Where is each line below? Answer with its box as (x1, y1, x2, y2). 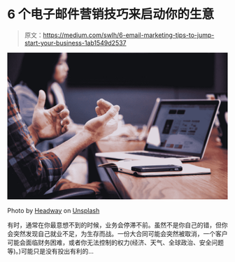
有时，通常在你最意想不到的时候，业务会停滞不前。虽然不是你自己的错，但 (7, 221, 222, 229)
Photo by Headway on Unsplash (7, 206, 100, 214)
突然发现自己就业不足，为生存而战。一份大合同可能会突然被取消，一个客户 (13, 229, 228, 238)
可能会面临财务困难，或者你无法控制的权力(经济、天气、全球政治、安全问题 (7, 238, 225, 247)
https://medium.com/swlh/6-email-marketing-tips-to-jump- (43, 31, 215, 39)
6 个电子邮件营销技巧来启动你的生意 (7, 6, 215, 22)
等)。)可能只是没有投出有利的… (7, 247, 94, 255)
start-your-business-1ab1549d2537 (24, 38, 127, 47)
